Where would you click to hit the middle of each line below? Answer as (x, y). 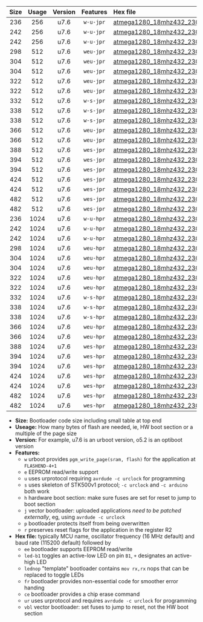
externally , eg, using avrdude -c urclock (75, 517)
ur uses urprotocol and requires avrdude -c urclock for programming (110, 601)
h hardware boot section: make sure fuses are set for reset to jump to (110, 498)
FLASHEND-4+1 (40, 466)
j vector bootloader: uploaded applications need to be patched (102, 510)
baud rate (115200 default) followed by (63, 543)
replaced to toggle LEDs (54, 575)
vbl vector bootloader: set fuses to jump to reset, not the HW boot (106, 607)
